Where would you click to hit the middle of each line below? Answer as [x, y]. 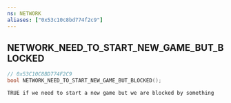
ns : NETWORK [24, 13]
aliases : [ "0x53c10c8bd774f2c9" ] [55, 20]
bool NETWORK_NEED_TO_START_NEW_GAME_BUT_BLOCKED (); [84, 81]
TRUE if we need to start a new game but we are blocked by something [111, 93]
